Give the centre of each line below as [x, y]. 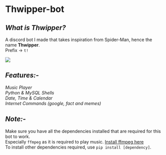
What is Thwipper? [36, 28]
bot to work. [18, 136]
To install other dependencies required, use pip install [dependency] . [78, 147]
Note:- [16, 119]
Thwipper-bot [35, 9]
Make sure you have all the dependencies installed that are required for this [83, 131]
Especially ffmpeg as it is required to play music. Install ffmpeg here [74, 141]
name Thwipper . [23, 45]
